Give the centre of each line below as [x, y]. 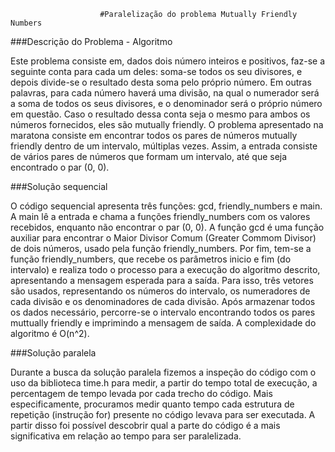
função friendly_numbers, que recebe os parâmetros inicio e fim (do [151, 259]
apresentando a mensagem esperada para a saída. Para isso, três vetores [162, 280]
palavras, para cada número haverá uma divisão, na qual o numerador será [165, 93]
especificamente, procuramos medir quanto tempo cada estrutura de [152, 404]
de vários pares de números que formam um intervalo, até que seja [149, 156]
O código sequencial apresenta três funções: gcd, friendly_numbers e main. [166, 206]
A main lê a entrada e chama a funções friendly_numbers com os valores [160, 216]
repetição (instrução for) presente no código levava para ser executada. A [163, 414]
